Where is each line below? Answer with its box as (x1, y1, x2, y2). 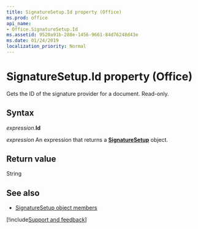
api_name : (6, 20, 32, 26)
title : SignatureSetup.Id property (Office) (6, 9, 122, 15)
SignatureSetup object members (15, 204, 97, 212)
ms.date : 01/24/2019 (6, 37, 59, 44)
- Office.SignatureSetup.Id (6, 26, 78, 33)
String (6, 170, 22, 177)
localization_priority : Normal (6, 44, 86, 50)
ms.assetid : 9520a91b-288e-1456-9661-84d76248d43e (6, 32, 139, 38)
